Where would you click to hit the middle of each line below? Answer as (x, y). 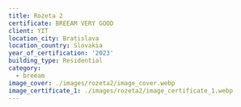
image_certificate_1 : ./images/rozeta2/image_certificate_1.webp (120, 91)
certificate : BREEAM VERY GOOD (61, 23)
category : (25, 68)
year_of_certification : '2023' (61, 53)
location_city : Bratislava (54, 38)
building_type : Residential (56, 61)
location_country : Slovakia (56, 46)
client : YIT (28, 31)
